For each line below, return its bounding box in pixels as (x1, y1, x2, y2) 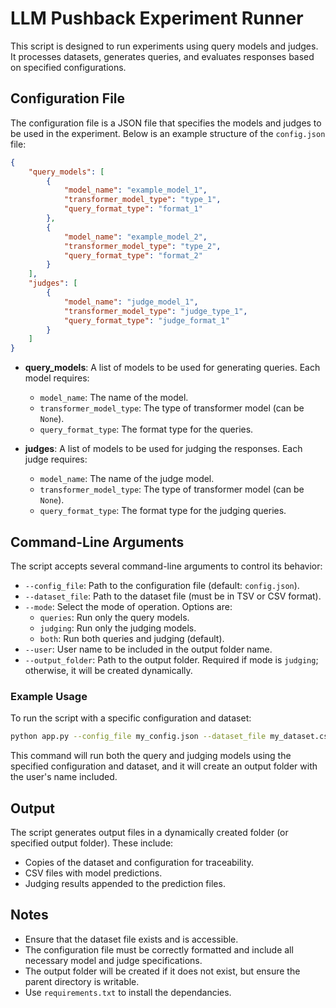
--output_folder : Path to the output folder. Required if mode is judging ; (24, 653, 319, 666)
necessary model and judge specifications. (24, 954, 203, 966)
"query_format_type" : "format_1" (63, 204, 203, 214)
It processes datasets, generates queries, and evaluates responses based (10, 50, 315, 62)
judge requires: (24, 453, 88, 466)
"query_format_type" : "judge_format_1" (63, 315, 230, 326)
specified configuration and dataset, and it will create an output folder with (10, 760, 318, 772)
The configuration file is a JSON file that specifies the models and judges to (10, 117, 322, 129)
